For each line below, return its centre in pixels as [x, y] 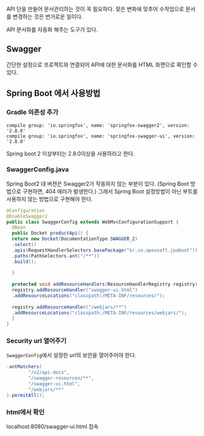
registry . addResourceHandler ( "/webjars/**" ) [69, 307]
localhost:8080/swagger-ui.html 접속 [53, 427]
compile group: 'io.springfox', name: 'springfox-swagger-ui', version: [101, 136]
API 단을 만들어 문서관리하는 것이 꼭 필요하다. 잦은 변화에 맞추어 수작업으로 [95, 9]
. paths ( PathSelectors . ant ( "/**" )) [56, 256]
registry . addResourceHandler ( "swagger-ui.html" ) [75, 290]
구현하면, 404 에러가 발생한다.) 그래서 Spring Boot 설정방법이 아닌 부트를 [110, 191]
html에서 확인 [25, 412]
